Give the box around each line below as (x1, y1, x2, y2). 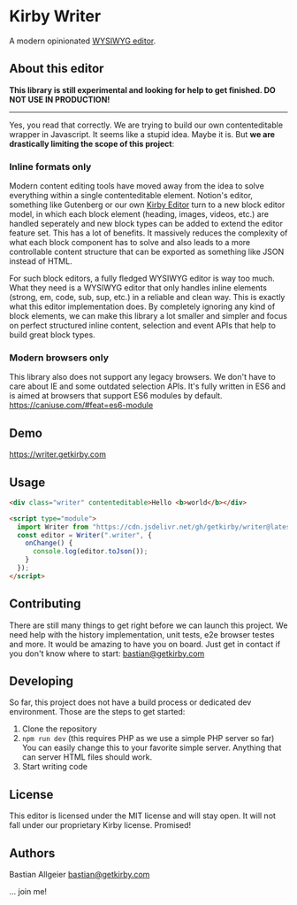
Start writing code (21, 762, 88, 772)
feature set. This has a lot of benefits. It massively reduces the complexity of (9, 228, 288, 238)
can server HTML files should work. (21, 752, 153, 762)
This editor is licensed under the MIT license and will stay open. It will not (9, 810, 277, 821)
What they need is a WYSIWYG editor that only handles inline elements (9, 282, 268, 293)
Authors (9, 846, 56, 861)
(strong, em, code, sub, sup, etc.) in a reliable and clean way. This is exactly (9, 292, 286, 303)
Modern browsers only (9, 352, 109, 364)
